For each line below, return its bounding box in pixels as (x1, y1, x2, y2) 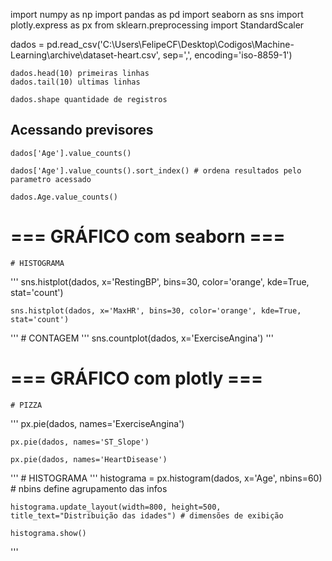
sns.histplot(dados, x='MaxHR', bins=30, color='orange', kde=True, (10, 305, 302, 316)
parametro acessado (10, 174, 92, 184)
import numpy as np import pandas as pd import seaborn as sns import (10, 9, 304, 20)
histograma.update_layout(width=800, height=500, (10, 502, 222, 512)
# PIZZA (10, 400, 43, 410)
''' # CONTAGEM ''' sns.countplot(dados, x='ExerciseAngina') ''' (10, 332, 274, 344)
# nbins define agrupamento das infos (10, 482, 168, 494)
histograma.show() (10, 528, 87, 538)
